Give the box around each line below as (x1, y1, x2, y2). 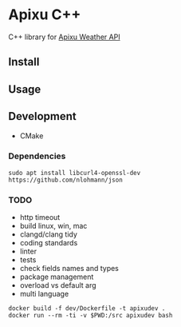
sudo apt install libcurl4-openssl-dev (8, 169, 141, 177)
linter (19, 246, 37, 257)
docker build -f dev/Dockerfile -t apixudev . (8, 305, 166, 313)
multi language (19, 289, 69, 299)
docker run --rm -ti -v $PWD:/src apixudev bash (8, 312, 173, 320)
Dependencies (8, 150, 66, 162)
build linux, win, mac (19, 221, 88, 231)
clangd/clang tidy (19, 229, 78, 239)
